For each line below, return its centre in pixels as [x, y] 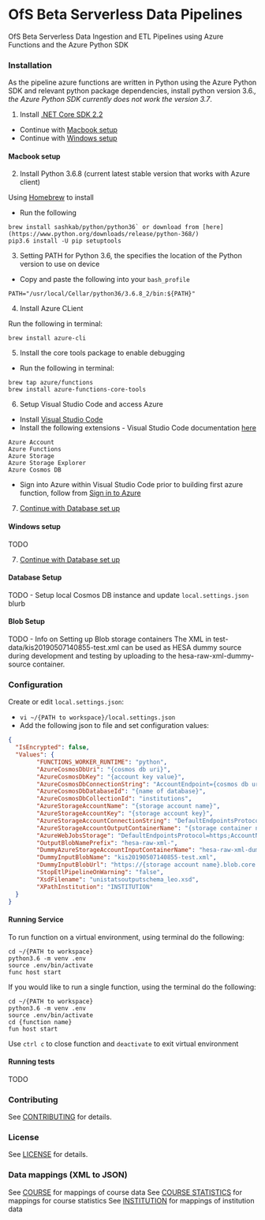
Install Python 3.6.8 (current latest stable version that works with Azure [135, 174]
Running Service [36, 920]
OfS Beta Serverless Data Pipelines [125, 15]
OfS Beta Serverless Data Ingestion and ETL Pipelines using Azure [116, 36]
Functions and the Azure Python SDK [68, 44]
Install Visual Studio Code [61, 419]
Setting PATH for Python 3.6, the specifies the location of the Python [131, 256]
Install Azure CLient [51, 309]
